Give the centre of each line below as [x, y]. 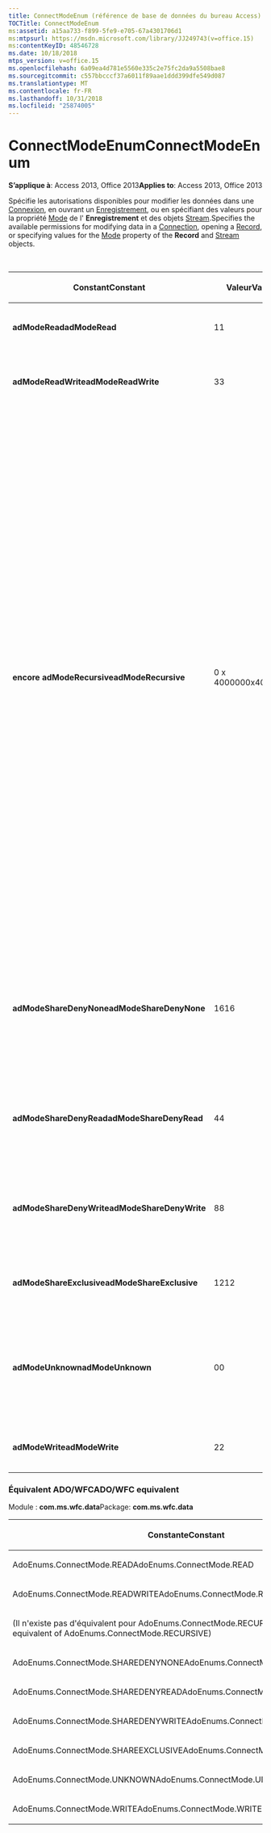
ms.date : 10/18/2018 [43, 53]
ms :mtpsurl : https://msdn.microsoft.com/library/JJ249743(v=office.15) [131, 38]
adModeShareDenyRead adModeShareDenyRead [108, 1119]
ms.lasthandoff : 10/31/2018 [56, 98]
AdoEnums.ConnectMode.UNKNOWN [84, 1780]
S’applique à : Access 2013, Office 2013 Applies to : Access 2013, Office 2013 [135, 186]
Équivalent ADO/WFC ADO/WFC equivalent [94, 1489]
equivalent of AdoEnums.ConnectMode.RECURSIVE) [112, 1634]
